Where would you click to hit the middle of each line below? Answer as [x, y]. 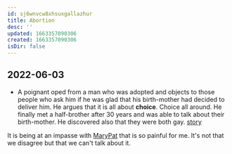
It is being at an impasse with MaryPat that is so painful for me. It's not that [116, 135]
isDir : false [26, 46]
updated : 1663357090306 [42, 33]
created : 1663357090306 [42, 40]
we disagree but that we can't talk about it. [69, 143]
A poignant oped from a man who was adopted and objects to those [116, 91]
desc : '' [20, 27]
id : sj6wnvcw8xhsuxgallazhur [50, 14]
